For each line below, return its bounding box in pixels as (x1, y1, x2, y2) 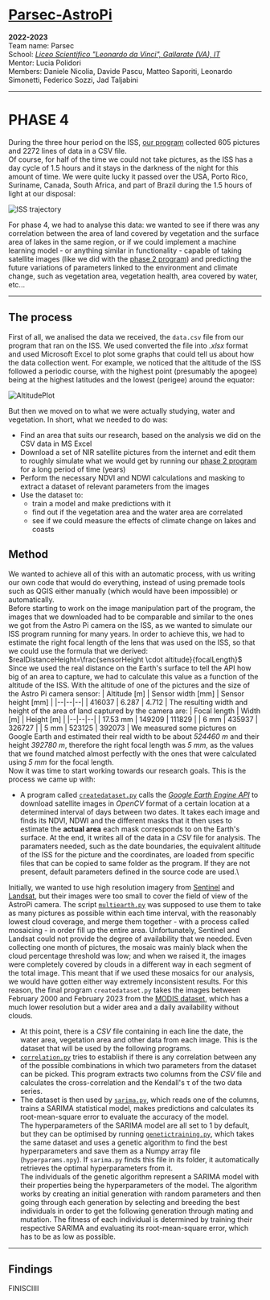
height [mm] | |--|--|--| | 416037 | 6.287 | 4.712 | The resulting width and (8, 697, 248, 707)
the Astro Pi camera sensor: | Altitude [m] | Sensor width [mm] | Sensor (8, 688, 245, 698)
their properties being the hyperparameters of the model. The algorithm (19, 1180, 258, 1190)
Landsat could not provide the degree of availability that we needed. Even (8, 934, 253, 943)
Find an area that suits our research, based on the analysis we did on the (19, 430, 261, 440)
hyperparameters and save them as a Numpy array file (19, 1145, 201, 1156)
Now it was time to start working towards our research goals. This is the (8, 766, 247, 775)
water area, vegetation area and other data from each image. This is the (19, 1034, 258, 1044)
